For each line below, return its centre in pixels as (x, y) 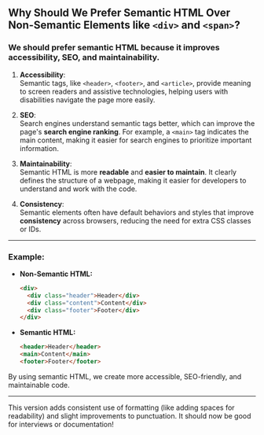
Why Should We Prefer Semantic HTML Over (119, 13)
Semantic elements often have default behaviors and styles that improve (136, 212)
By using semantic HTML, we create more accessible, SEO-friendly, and (125, 376)
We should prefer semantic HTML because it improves (114, 48)
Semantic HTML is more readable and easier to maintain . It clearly (128, 171)
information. (39, 148)
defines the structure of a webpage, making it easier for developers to (133, 180)
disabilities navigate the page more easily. (87, 100)
